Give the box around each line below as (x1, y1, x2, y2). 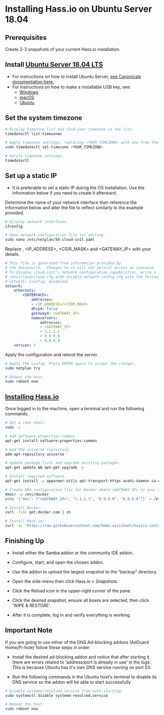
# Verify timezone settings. (5, 153, 64, 159)
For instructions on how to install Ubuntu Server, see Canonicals (12, 74, 142, 79)
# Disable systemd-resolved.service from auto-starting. (5, 689, 123, 693)
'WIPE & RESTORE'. (12, 602, 51, 608)
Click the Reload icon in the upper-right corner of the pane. (12, 588, 132, 593)
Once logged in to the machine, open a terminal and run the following (5, 406, 144, 412)
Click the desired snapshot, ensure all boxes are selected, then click (12, 597, 149, 603)
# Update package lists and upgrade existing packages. (5, 461, 121, 466)
